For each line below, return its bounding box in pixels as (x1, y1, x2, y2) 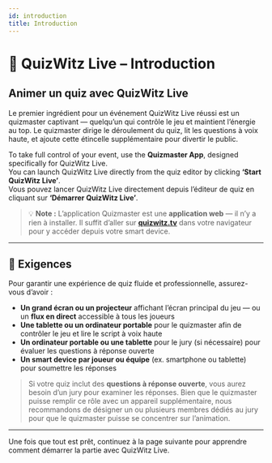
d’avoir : (26, 287, 53, 297)
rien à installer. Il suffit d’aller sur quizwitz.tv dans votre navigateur (28, 217, 253, 227)
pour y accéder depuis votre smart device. (28, 226, 171, 236)
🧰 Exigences (8, 257, 72, 271)
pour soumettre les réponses (19, 363, 117, 373)
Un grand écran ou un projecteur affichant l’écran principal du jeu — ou (19, 303, 261, 313)
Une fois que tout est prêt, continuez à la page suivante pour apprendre (8, 437, 247, 447)
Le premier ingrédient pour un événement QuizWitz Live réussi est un (8, 108, 240, 118)
